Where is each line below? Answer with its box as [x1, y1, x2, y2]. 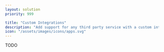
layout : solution [5, 7, 41, 12]
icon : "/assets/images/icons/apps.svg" [5, 29, 86, 34]
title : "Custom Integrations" [5, 20, 67, 25]
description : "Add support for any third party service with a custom [5, 25, 152, 29]
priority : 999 [5, 12, 34, 16]
